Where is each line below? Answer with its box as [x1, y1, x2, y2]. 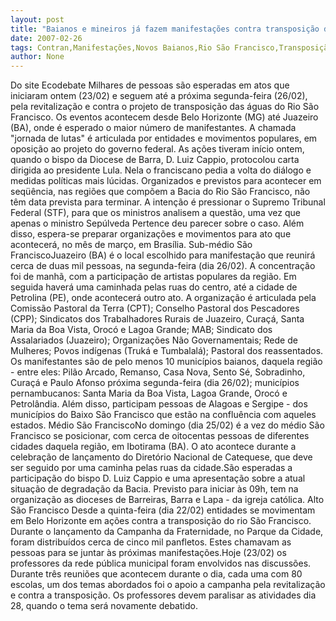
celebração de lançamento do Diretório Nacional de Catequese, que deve [10, 451, 313, 463]
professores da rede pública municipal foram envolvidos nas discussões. [10, 557, 312, 570]
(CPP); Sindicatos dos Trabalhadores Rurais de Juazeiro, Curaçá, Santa [10, 313, 305, 325]
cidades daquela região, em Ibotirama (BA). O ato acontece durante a [10, 441, 297, 453]
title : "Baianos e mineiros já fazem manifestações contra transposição [10, 24, 320, 34]
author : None [10, 52, 65, 62]
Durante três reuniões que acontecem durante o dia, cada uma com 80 [10, 568, 303, 580]
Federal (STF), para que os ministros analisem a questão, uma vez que [10, 207, 302, 219]
